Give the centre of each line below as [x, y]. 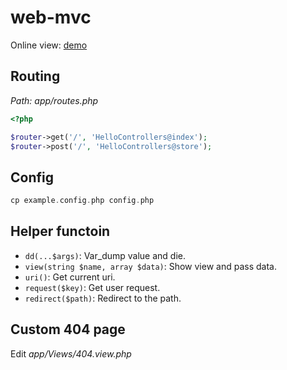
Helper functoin [60, 231]
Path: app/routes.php [54, 100]
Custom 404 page [68, 329]
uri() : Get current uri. [70, 277]
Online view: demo [49, 45]
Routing [35, 76]
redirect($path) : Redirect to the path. [103, 298]
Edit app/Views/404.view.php [71, 353]
